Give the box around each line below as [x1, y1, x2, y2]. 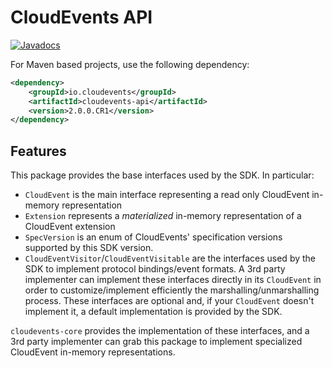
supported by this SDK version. [24, 242, 154, 254]
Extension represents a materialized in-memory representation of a [24, 210, 302, 222]
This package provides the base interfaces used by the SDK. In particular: [10, 169, 315, 181]
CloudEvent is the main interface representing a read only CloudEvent [24, 189, 310, 201]
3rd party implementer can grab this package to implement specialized [10, 336, 303, 348]
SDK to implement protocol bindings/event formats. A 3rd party [24, 263, 286, 275]
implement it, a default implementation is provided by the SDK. [24, 306, 283, 318]
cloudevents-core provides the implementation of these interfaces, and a [10, 325, 310, 337]
